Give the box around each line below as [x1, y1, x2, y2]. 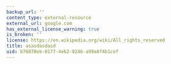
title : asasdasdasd [6, 43, 56, 49]
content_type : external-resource [6, 15, 92, 21]
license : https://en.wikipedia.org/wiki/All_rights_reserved [6, 37, 166, 43]
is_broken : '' [6, 32, 43, 38]
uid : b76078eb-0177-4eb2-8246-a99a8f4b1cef [6, 49, 119, 55]
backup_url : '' [6, 9, 45, 15]
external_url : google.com [6, 20, 72, 26]
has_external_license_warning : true [6, 26, 100, 32]
